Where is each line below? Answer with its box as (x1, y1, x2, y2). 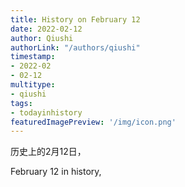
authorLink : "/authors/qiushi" (10, 42, 141, 53)
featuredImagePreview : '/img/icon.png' (10, 117, 177, 127)
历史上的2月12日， (10, 146, 87, 158)
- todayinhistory (10, 107, 83, 118)
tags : (10, 98, 33, 108)
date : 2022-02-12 (10, 24, 83, 34)
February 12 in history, (10, 166, 102, 178)
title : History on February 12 (10, 14, 141, 25)
